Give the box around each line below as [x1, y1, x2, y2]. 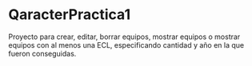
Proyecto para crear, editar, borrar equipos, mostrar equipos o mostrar [8, 32, 241, 41]
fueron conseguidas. [8, 49, 77, 58]
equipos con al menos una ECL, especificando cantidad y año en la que [8, 40, 245, 49]
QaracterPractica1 [8, 6, 130, 24]
